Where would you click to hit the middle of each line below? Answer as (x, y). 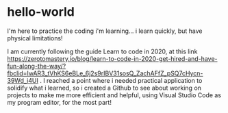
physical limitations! (35, 38)
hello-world (41, 12)
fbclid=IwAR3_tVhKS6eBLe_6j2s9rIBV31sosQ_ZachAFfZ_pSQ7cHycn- (105, 73)
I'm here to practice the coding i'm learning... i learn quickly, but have (105, 31)
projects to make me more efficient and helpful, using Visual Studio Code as (114, 95)
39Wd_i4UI (23, 80)
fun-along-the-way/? (37, 66)
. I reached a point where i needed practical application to (121, 80)
